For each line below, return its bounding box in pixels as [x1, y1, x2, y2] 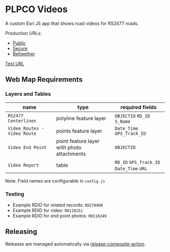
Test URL [5, 60, 24, 66]
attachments [56, 150, 86, 157]
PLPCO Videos [5, 4, 68, 15]
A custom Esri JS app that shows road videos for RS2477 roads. [5, 20, 139, 26]
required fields [120, 103, 157, 111]
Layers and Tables [5, 90, 52, 97]
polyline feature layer [56, 115, 106, 122]
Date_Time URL [114, 166, 148, 171]
